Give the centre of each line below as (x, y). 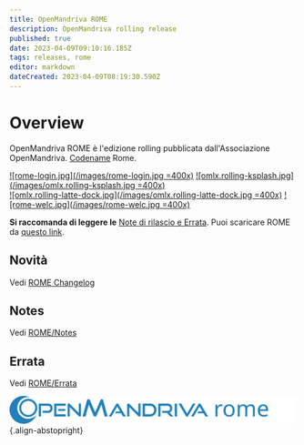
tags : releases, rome (51, 58)
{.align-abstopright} (46, 430)
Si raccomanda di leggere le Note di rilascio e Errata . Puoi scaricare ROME (150, 222)
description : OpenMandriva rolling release (93, 29)
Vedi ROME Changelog (52, 282)
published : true (40, 38)
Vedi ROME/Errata (43, 383)
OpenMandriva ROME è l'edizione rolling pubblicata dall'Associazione (140, 148)
